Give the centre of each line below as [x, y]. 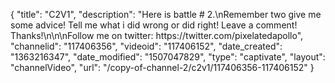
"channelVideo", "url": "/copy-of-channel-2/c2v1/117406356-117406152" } [162, 67]
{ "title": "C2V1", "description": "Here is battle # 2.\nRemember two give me [166, 14]
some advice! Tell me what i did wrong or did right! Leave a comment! [154, 25]
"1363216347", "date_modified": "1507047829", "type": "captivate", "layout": [168, 57]
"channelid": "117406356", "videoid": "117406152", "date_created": [146, 46]
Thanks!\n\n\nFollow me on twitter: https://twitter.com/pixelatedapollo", [157, 35]
